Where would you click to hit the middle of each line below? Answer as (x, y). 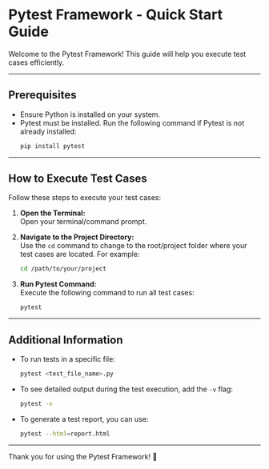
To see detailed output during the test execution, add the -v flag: (126, 389)
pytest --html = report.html (65, 434)
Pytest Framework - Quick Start (116, 15)
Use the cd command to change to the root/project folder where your (133, 246)
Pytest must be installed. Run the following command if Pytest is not (132, 122)
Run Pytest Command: (58, 284)
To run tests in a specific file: (68, 359)
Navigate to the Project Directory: (77, 237)
